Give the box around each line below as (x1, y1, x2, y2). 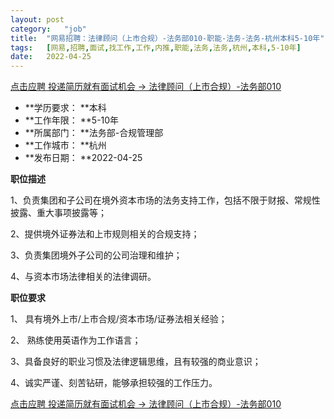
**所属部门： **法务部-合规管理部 (24, 127, 164, 139)
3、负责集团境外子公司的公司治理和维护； (10, 249, 183, 261)
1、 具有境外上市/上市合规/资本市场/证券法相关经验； (10, 313, 228, 325)
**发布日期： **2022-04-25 (24, 152, 143, 164)
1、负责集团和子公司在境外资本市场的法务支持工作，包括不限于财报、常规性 (10, 194, 321, 206)
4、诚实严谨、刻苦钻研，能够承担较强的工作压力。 (10, 377, 218, 389)
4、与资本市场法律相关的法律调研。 (10, 271, 157, 283)
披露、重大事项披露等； (10, 207, 107, 219)
